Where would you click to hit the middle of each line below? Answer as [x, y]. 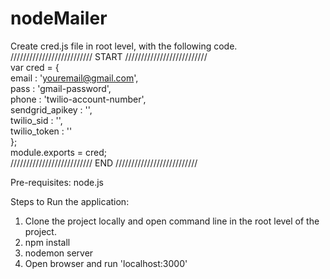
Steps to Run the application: [70, 201]
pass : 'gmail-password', [61, 88]
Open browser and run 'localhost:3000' [106, 263]
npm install [47, 242]
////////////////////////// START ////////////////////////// [109, 56]
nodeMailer [59, 18]
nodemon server [59, 253]
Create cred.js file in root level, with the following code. [124, 46]
